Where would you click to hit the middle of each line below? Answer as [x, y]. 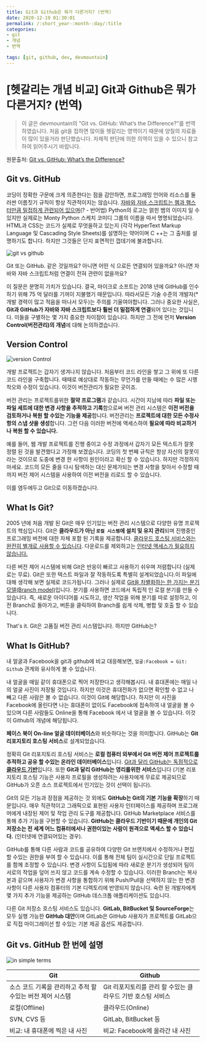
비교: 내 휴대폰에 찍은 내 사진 [48, 1031]
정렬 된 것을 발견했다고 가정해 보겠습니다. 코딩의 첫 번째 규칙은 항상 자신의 [94, 451]
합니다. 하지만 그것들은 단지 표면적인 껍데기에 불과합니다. [95, 241]
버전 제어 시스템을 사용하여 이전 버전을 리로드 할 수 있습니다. [90, 475]
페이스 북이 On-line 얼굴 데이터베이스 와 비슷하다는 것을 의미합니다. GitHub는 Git [102, 733]
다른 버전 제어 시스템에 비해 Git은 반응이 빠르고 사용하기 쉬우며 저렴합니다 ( [96, 567]
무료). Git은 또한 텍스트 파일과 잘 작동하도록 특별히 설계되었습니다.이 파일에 [107, 574]
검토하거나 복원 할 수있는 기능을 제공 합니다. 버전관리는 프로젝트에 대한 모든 [95, 416]
